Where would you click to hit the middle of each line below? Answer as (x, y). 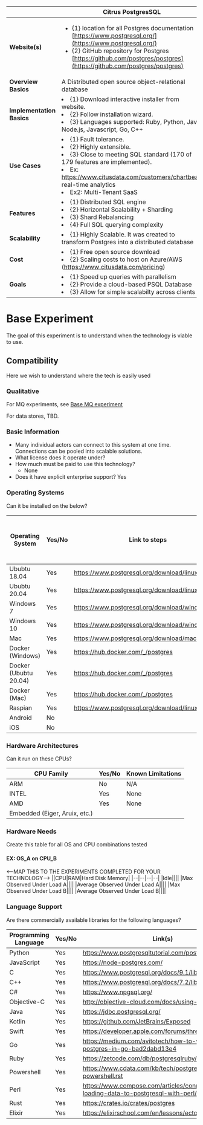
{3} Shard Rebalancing (102, 217)
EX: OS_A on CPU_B (32, 858)
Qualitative (23, 391)
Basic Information (33, 432)
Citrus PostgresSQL (132, 12)
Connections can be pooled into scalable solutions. (79, 451)
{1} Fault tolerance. (97, 139)
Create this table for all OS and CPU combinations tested (77, 845)
